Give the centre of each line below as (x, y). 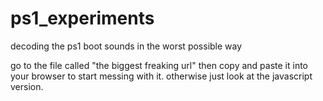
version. (27, 86)
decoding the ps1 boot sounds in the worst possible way (126, 46)
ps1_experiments (82, 18)
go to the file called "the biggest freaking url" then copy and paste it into (159, 65)
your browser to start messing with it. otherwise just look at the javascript (161, 76)
